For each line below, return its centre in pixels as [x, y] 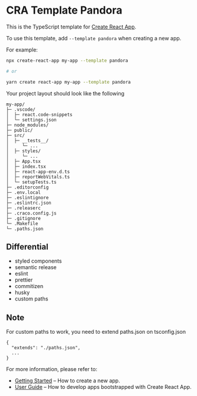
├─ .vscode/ [21, 109]
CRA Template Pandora [64, 10]
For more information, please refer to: [52, 369]
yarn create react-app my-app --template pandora [69, 82]
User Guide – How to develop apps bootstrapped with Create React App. [103, 387]
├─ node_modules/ [28, 125]
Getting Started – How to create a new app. [67, 381]
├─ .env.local [24, 192]
